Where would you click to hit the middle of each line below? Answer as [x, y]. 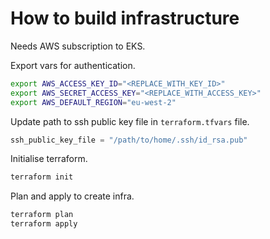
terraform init [42, 177]
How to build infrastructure [125, 18]
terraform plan [42, 215]
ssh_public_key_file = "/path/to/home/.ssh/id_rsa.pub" [129, 140]
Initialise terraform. [49, 159]
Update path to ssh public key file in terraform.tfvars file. [130, 121]
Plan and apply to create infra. [72, 196]
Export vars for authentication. [73, 65]
